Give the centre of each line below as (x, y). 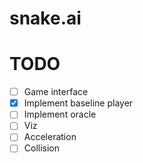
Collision (42, 148)
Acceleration (50, 137)
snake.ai (45, 18)
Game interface (56, 92)
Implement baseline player (78, 103)
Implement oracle (60, 114)
